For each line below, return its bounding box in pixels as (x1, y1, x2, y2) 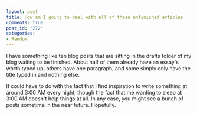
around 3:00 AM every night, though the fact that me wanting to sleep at (6, 89, 182, 96)
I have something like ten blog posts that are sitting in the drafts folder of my (6, 53, 192, 59)
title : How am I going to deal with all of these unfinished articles (6, 14, 183, 20)
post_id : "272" (6, 25, 44, 31)
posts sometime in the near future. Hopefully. (6, 102, 116, 108)
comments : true (6, 19, 44, 25)
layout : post (6, 8, 38, 15)
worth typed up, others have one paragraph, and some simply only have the (6, 65, 191, 71)
